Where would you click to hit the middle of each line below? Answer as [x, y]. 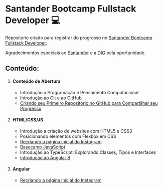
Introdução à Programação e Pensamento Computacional [79, 92]
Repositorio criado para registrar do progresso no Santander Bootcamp [79, 38]
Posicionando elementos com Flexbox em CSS [68, 136]
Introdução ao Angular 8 [45, 157]
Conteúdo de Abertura [36, 81]
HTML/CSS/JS [28, 120]
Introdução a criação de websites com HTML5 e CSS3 [76, 131]
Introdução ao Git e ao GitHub [51, 98]
